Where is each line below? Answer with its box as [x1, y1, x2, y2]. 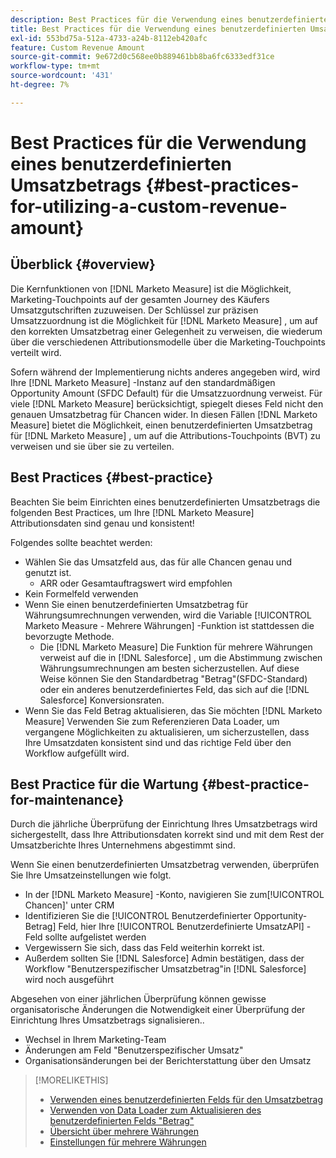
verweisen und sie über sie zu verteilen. [10, 440, 175, 452]
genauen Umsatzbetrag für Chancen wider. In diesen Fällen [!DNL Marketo [10, 408, 318, 420]
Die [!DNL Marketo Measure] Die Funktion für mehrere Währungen [39, 641, 313, 653]
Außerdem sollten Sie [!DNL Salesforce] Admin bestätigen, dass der [24, 952, 305, 965]
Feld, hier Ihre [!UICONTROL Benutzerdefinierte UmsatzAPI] [58, 921, 305, 933]
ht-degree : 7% [10, 80, 70, 90]
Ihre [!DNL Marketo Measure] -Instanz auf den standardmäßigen [10, 376, 276, 388]
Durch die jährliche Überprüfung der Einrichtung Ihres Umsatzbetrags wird [10, 818, 318, 830]
